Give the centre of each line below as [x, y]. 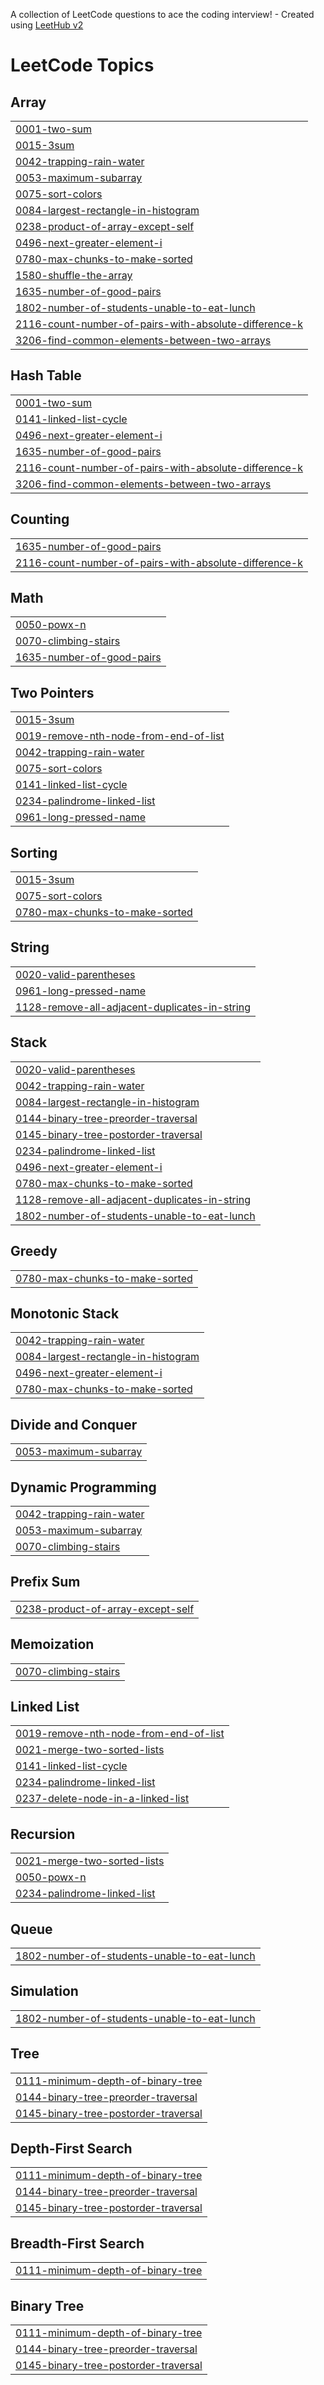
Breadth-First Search [77, 2243]
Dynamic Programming [83, 1487]
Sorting [34, 852]
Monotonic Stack [65, 1313]
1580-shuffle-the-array [74, 275]
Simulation [44, 1991]
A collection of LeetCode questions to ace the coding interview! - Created [162, 14]
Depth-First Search [71, 2149]
